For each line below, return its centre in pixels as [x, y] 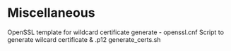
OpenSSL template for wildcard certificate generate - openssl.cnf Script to [116, 32]
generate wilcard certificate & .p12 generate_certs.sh [84, 39]
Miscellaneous [51, 13]
